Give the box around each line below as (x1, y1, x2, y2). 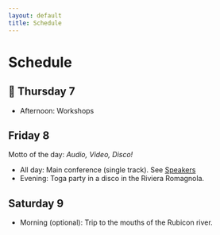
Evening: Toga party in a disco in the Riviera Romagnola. (19, 174, 205, 183)
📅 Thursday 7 (8, 85, 75, 98)
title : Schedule (8, 19, 62, 27)
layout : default (8, 11, 62, 20)
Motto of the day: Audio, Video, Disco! (8, 150, 133, 160)
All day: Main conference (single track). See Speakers (19, 165, 196, 175)
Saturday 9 (8, 196, 64, 210)
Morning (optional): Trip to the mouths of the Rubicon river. (19, 218, 213, 227)
